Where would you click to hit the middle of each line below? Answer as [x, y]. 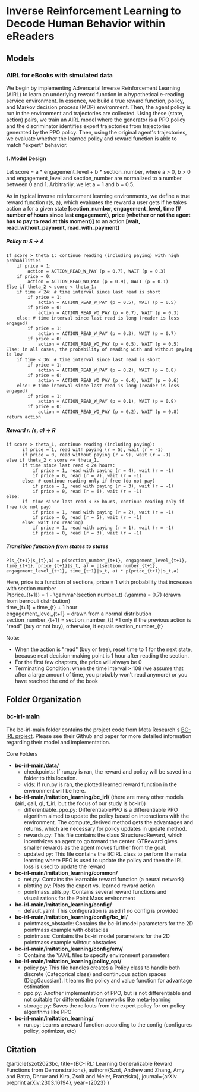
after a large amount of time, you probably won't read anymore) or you [101, 674]
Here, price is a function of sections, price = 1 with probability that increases [99, 582]
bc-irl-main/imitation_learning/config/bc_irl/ [71, 917]
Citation [21, 1049]
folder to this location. [50, 778]
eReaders [30, 36]
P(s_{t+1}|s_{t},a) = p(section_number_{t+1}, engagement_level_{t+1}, [97, 561]
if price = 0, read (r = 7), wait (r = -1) [87, 476]
